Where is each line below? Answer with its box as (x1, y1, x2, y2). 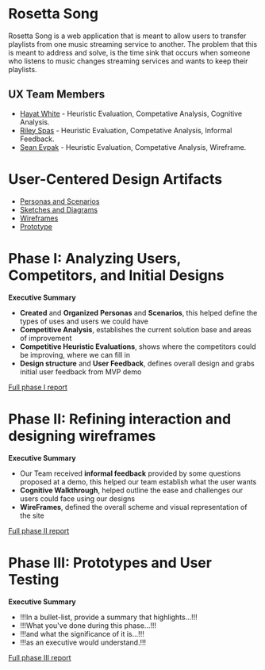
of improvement (19, 333, 72, 343)
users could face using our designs (19, 493, 136, 503)
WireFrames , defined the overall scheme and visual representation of (19, 502, 248, 511)
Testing (8, 570, 60, 588)
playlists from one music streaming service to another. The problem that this (8, 39, 258, 48)
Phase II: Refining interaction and (8, 410, 232, 428)
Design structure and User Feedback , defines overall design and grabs (19, 358, 255, 368)
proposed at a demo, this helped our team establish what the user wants (19, 477, 257, 486)
